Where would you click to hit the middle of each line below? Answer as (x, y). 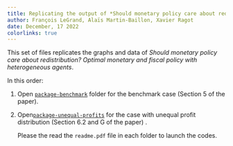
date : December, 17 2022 (43, 26)
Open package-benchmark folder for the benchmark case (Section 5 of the (121, 94)
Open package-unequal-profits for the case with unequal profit (106, 115)
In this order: (25, 81)
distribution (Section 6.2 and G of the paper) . (82, 122)
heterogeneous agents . (41, 67)
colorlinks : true (32, 33)
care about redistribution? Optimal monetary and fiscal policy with (102, 60)
